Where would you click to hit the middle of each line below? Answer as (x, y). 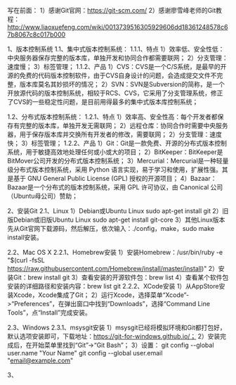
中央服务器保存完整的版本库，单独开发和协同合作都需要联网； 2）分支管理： (118, 58)
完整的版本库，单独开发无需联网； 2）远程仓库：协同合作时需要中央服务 (124, 126)
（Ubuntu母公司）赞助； (43, 196)
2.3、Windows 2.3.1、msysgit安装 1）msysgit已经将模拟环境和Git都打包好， (117, 327)
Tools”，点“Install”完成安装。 (49, 313)
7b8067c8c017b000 (37, 34)
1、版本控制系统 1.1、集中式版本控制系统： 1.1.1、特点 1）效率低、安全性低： (116, 49)
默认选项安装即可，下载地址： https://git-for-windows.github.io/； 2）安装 (114, 336)
